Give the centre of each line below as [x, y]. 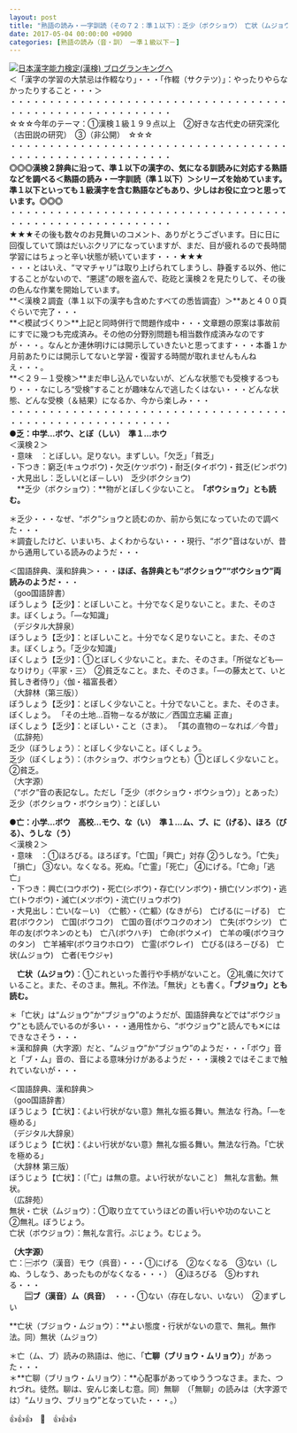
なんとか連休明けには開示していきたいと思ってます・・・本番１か [167, 345]
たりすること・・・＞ [63, 90]
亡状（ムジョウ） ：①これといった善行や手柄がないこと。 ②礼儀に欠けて [151, 974]
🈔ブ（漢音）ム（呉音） [65, 1296]
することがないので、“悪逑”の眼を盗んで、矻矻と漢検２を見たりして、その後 [147, 279]
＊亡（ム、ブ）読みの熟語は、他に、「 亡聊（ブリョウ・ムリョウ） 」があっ [141, 1356]
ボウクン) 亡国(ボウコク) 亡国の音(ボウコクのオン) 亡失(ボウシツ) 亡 [153, 922]
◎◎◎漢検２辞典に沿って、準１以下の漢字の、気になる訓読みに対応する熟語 [148, 168]
